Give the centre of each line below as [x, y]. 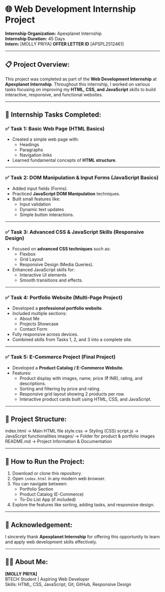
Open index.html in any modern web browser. [59, 479]
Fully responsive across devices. [45, 334]
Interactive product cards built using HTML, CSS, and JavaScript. [85, 399]
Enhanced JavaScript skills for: [43, 270]
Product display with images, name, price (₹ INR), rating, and [81, 378]
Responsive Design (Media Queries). [56, 265]
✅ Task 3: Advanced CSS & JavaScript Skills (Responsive [74, 232]
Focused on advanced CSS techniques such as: [61, 249]
